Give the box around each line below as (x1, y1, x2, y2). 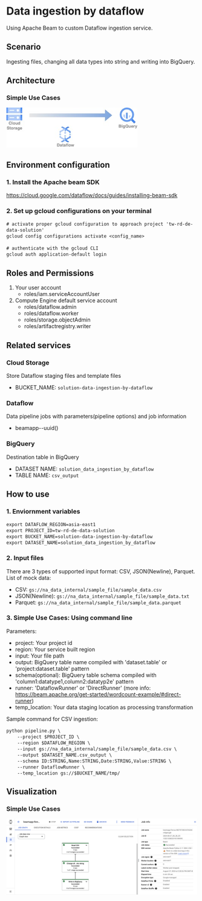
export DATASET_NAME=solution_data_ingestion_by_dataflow (6, 540, 155, 546)
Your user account (15, 284, 62, 291)
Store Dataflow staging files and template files (6, 372, 122, 379)
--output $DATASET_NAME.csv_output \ (17, 752, 112, 758)
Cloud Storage (6, 358, 50, 367)
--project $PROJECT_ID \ (17, 734, 80, 740)
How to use (6, 489, 50, 499)
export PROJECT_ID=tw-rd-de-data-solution (6, 528, 115, 534)
